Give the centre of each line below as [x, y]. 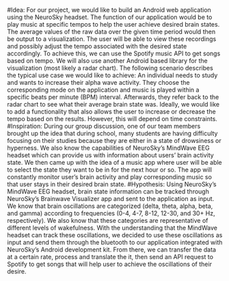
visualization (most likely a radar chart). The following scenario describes [110, 68]
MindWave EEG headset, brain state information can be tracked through [108, 191]
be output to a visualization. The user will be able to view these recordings [112, 39]
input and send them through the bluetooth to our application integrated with [115, 242]
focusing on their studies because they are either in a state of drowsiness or [114, 140]
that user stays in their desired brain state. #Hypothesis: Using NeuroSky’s [112, 184]
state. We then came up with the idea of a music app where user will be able [114, 162]
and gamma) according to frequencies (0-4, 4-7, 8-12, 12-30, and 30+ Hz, [111, 213]
